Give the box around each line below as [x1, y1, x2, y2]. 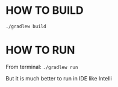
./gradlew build [5, 23, 46, 29]
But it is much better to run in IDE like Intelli [5, 74, 112, 82]
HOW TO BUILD [5, 4, 84, 17]
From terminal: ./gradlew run [5, 63, 78, 70]
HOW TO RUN [5, 43, 75, 57]
